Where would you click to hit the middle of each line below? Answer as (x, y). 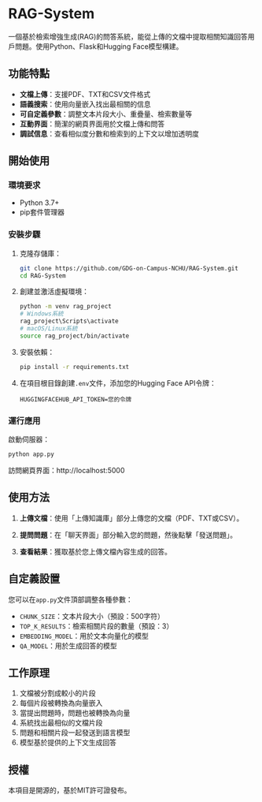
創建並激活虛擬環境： (54, 292)
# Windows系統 (42, 314)
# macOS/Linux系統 (48, 329)
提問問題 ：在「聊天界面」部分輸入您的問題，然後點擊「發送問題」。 (128, 535)
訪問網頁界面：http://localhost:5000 (66, 470)
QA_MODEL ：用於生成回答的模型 (68, 645)
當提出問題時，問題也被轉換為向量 (75, 713)
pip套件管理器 (42, 212)
